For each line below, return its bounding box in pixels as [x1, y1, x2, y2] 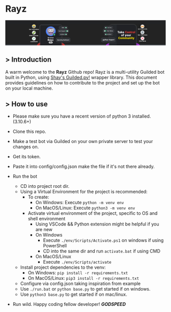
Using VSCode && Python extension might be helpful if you [35, 221, 159, 227]
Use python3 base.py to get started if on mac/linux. [20, 291, 127, 298]
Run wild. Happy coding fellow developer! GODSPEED [12, 301, 126, 307]
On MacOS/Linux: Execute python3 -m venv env [35, 205, 135, 211]
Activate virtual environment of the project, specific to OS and [27, 210, 158, 216]
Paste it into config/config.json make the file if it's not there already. [12, 163, 155, 169]
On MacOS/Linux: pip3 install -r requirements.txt [27, 275, 139, 281]
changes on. [12, 144, 39, 150]
